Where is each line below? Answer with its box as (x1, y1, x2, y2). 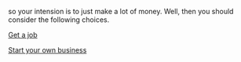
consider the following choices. (8, 15, 110, 24)
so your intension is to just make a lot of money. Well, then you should (8, 7, 234, 16)
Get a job (8, 31, 38, 39)
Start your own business (8, 46, 87, 54)
